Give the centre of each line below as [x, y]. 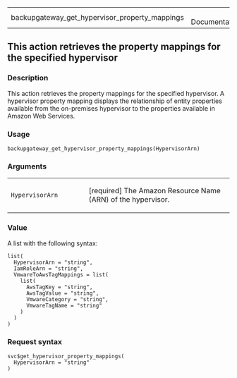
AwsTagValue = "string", [62, 293]
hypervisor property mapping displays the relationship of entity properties [115, 101]
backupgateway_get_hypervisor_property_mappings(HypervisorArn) [104, 148]
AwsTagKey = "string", [59, 287]
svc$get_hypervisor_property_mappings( [66, 356]
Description [28, 78]
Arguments [27, 166]
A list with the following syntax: [53, 243]
